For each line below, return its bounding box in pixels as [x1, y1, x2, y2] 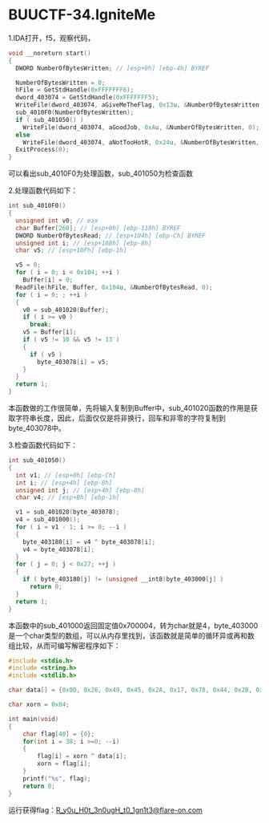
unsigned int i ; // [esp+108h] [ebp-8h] [15, 239, 152, 247]
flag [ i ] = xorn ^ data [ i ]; [37, 752, 127, 760]
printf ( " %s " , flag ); [22, 774, 91, 783]
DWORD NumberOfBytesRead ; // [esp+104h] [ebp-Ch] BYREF [15, 231, 206, 240]
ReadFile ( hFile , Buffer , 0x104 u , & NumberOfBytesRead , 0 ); [15, 283, 214, 291]
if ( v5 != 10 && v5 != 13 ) [22, 335, 120, 344]
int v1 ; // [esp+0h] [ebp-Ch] [15, 471, 116, 479]
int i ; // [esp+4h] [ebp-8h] [15, 479, 113, 487]
